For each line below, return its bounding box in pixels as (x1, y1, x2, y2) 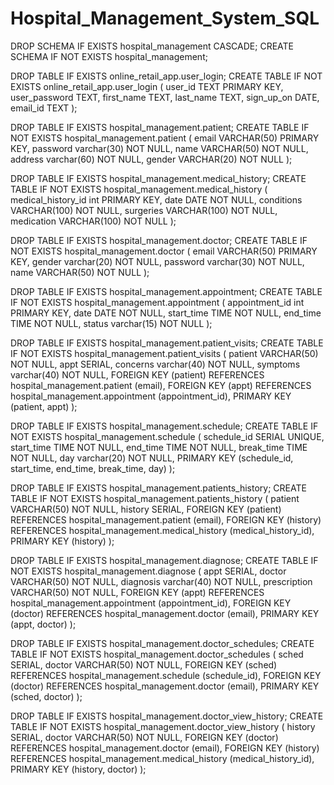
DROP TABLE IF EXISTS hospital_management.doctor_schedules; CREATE (10, 637, 315, 649)
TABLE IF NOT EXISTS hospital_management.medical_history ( (10, 183, 268, 195)
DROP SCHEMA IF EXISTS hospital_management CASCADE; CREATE (10, 40, 294, 52)
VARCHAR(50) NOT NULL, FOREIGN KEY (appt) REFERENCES (10, 586, 265, 598)
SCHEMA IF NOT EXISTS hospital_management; (10, 50, 208, 62)
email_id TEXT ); (10, 102, 78, 114)
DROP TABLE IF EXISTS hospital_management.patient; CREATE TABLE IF (10, 121, 310, 133)
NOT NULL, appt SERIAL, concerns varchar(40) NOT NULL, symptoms (10, 358, 301, 370)
